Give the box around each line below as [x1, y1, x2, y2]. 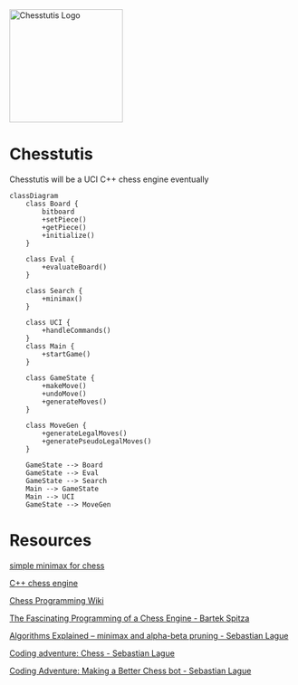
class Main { [25, 341, 75, 351]
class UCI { [25, 318, 71, 327]
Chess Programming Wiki [9, 595, 104, 605]
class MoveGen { [25, 421, 88, 430]
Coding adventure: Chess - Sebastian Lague [9, 647, 175, 659]
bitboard [42, 207, 75, 216]
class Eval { [25, 254, 75, 263]
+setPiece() [42, 214, 88, 224]
